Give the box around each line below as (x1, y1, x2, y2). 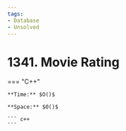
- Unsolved (7, 23, 40, 30)
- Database (7, 17, 40, 24)
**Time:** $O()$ (7, 91, 55, 98)
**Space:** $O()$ (7, 103, 59, 110)
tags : (7, 10, 23, 18)
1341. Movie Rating (7, 54, 120, 70)
